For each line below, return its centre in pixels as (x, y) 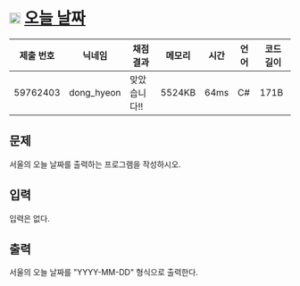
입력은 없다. (30, 218)
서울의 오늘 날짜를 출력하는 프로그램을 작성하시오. (95, 164)
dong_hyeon (95, 92)
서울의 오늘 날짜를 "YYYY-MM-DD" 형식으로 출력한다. (104, 273)
